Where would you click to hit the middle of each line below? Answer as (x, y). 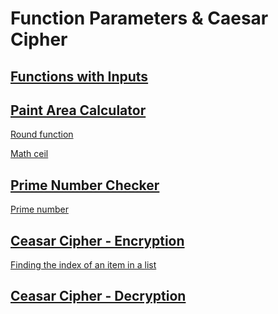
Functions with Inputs (79, 76)
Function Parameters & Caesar (139, 18)
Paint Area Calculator (78, 110)
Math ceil (29, 154)
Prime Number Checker (85, 185)
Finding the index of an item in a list (83, 265)
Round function (42, 134)
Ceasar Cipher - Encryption (97, 240)
